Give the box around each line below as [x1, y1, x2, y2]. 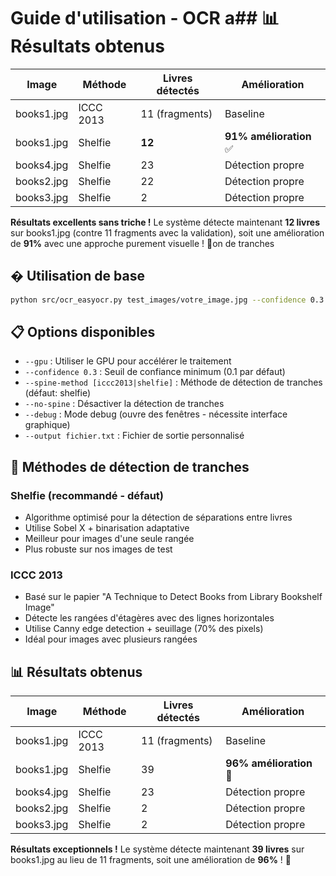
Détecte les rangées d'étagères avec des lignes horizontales [24, 612, 275, 624]
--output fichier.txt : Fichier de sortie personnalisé [24, 430, 245, 442]
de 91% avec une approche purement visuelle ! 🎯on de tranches [10, 237, 275, 249]
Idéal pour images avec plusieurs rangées [24, 633, 198, 645]
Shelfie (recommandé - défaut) [10, 488, 164, 502]
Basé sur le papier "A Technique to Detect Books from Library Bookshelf [24, 591, 323, 603]
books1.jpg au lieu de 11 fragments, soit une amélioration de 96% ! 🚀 [10, 854, 292, 866]
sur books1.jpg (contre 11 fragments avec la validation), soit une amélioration [10, 226, 325, 239]
